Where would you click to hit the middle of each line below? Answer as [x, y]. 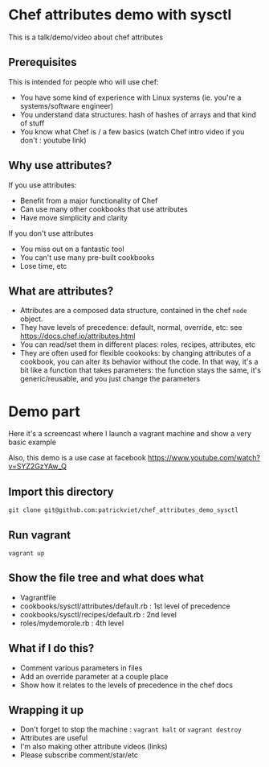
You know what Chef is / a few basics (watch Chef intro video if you [132, 131]
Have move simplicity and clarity [74, 217]
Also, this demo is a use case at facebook [77, 458]
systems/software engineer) [67, 105]
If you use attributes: [43, 185]
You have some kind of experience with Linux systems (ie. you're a [130, 97]
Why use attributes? [60, 165]
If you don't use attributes [51, 233]
